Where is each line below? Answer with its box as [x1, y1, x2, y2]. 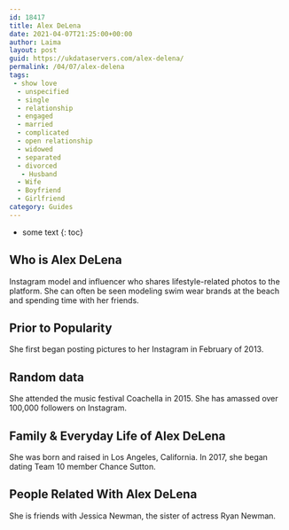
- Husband [20, 169, 58, 178]
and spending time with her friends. [9, 294, 139, 306]
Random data [9, 370, 84, 385]
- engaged [17, 112, 53, 121]
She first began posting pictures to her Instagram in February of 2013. [9, 344, 264, 355]
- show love [12, 79, 58, 88]
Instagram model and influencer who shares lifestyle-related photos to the [9, 276, 281, 286]
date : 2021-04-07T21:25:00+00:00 [9, 29, 133, 38]
